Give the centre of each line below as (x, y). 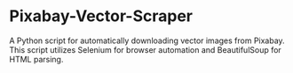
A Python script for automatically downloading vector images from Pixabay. (147, 40)
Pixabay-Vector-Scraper (101, 16)
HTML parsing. (36, 59)
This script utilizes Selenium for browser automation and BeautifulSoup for (145, 49)
